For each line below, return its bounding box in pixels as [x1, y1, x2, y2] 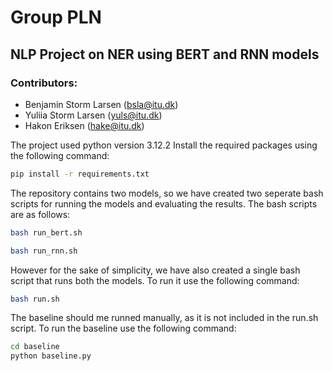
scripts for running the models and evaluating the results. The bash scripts [10, 197, 318, 210]
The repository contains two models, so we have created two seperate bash [10, 187, 324, 199]
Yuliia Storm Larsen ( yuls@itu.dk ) [24, 109, 163, 121]
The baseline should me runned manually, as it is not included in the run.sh [10, 312, 319, 324]
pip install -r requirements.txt [10, 169, 150, 179]
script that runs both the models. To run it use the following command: [10, 274, 300, 286]
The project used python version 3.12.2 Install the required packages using [10, 139, 318, 151]
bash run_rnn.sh [10, 246, 78, 256]
